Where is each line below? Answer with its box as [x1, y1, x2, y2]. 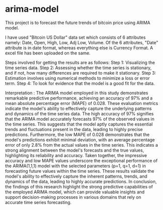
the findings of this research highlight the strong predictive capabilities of [5, 184, 153, 189]
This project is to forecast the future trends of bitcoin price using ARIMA [5, 20, 151, 26]
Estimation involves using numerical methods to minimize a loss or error [5, 75, 150, 81]
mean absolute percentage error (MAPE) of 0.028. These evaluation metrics [5, 100, 158, 106]
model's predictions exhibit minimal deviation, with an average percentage [5, 136, 155, 143]
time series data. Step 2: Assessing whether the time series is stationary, [5, 65, 152, 71]
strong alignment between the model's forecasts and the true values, [5, 147, 144, 153]
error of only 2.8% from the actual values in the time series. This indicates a [5, 142, 158, 148]
